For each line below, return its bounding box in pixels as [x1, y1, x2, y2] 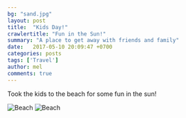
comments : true [7, 70, 53, 77]
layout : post [7, 17, 46, 24]
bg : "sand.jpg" [7, 10, 53, 18]
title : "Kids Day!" [7, 23, 69, 31]
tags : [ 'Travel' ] [7, 57, 59, 64]
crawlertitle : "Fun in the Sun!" [7, 30, 106, 38]
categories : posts [7, 50, 62, 58]
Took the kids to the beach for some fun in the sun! [7, 90, 157, 98]
